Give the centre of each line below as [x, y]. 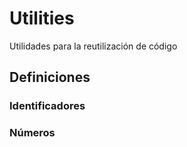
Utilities [42, 18]
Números [32, 133]
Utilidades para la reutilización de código [93, 46]
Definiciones [50, 77]
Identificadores [47, 106]
